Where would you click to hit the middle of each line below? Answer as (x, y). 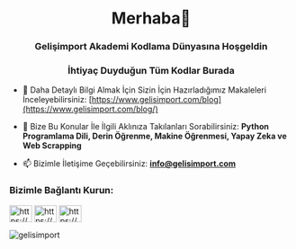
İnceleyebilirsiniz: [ (57, 100)
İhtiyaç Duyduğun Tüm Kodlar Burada (151, 71)
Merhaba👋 (151, 18)
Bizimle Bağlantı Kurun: (62, 191)
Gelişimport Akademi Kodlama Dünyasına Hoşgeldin (151, 47)
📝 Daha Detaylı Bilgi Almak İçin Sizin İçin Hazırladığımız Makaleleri (144, 90)
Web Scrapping (52, 146)
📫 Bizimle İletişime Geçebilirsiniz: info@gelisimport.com (129, 164)
